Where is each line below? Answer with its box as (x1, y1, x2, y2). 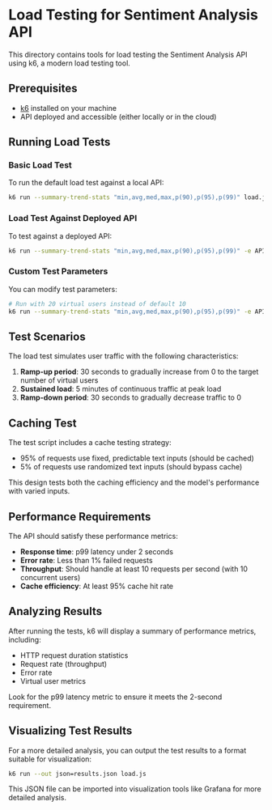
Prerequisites (8, 82, 78, 95)
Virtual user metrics (19, 676, 87, 685)
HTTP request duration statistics (19, 650, 129, 660)
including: (8, 634, 42, 644)
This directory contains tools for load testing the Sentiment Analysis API (8, 49, 249, 59)
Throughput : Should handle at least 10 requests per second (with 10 (19, 564, 249, 574)
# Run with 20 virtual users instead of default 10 (8, 299, 186, 308)
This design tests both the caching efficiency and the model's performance (8, 477, 260, 487)
